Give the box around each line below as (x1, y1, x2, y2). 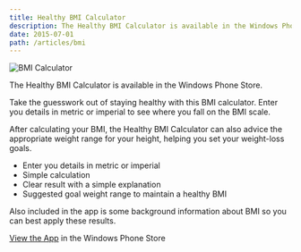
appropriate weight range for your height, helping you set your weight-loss (9, 133, 285, 144)
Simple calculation (21, 170, 91, 181)
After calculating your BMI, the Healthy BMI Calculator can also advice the (9, 124, 283, 135)
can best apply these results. (9, 215, 116, 226)
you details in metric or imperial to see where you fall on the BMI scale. (9, 106, 271, 117)
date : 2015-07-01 (9, 29, 74, 38)
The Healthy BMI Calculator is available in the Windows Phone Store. (9, 80, 262, 90)
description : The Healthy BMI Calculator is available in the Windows (9, 21, 279, 30)
